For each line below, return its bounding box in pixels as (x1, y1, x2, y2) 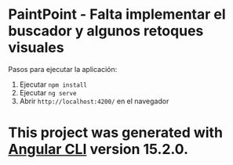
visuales (8, 39, 64, 56)
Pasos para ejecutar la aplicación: (8, 64, 118, 74)
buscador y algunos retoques (8, 22, 204, 40)
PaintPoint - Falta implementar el (8, 5, 226, 23)
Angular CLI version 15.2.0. (8, 141, 189, 158)
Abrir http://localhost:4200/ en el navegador (19, 96, 169, 106)
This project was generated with (8, 124, 224, 142)
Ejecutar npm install (19, 80, 88, 89)
